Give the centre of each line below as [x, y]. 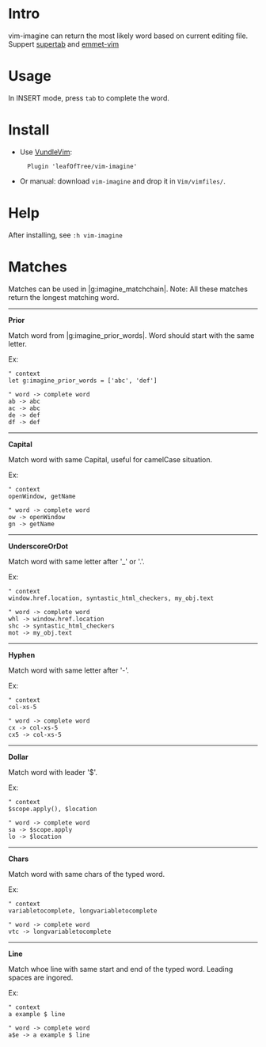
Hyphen [22, 654]
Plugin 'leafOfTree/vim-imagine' [82, 166]
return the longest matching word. [64, 297]
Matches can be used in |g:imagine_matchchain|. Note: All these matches [128, 289]
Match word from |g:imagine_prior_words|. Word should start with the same [131, 335]
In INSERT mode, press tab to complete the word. [89, 98]
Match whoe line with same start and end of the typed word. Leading [121, 969]
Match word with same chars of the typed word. [86, 874]
